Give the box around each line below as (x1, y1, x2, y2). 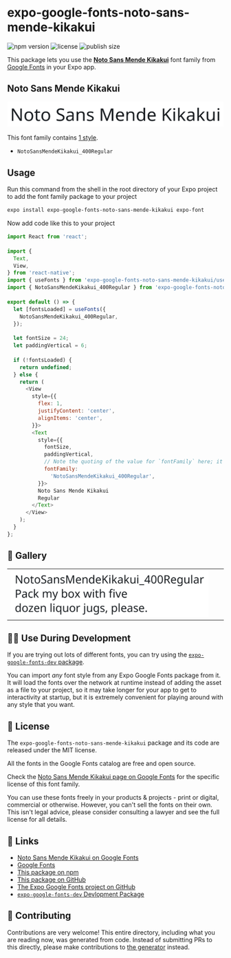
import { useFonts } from (7, 277, 81, 284)
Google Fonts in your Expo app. (7, 63, 96, 71)
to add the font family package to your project (7, 193, 137, 201)
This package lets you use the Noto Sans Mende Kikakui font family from (7, 55, 216, 63)
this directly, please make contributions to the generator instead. (7, 943, 190, 951)
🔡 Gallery (7, 550, 47, 562)
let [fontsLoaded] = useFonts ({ (13, 306, 107, 312)
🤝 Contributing (7, 910, 71, 922)
